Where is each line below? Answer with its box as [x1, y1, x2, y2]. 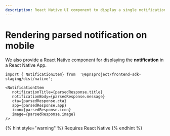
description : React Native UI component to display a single [5, 7, 137, 13]
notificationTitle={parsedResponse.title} [12, 89, 103, 95]
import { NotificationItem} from [5, 72, 76, 77]
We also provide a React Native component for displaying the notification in [5, 57, 164, 63]
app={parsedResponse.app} [12, 103, 67, 108]
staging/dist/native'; [5, 76, 53, 81]
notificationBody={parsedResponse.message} [12, 94, 105, 99]
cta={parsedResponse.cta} [12, 98, 67, 104]
